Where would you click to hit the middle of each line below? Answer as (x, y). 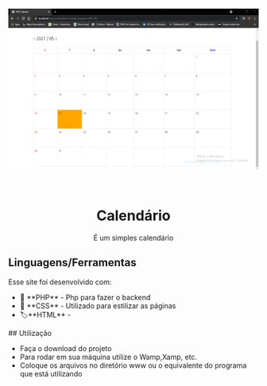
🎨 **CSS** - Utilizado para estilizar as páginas (98, 306)
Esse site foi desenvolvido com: (60, 282)
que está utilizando (51, 373)
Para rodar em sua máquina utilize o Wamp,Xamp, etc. (108, 357)
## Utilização (30, 333)
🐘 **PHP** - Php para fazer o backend (85, 297)
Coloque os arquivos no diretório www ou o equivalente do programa (133, 365)
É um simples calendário (133, 237)
